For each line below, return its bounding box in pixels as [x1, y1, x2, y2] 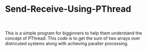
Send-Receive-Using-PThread [5, 3, 131, 15]
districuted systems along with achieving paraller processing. [5, 40, 128, 46]
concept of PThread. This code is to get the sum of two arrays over [5, 35, 141, 41]
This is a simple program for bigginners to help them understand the [5, 30, 143, 36]
